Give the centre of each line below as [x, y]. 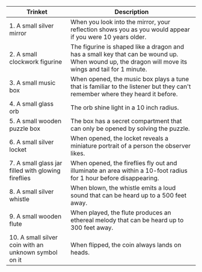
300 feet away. [92, 228]
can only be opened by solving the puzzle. [130, 128]
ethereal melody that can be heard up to [127, 220]
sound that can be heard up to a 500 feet [129, 195]
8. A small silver [32, 192]
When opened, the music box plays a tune [130, 79]
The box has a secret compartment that [126, 121]
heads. [80, 252]
